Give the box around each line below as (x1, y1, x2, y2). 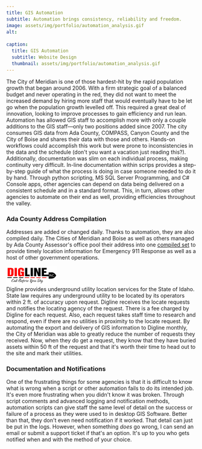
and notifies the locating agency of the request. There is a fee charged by (6, 304, 189, 312)
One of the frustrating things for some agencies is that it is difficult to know (6, 378, 193, 386)
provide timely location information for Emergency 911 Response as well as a (6, 247, 196, 254)
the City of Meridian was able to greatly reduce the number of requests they (6, 330, 195, 338)
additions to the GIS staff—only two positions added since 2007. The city (6, 122, 188, 130)
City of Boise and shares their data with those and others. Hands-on (6, 136, 176, 143)
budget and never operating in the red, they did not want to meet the (6, 90, 177, 98)
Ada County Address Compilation (6, 215, 107, 223)
